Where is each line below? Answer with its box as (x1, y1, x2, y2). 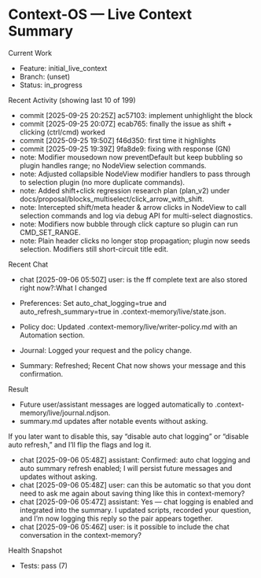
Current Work (8, 48, 53, 57)
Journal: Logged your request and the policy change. (19, 345, 193, 355)
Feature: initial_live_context (19, 63, 108, 72)
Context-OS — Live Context (8, 6, 193, 24)
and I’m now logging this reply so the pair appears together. (19, 514, 213, 523)
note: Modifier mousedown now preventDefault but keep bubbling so (19, 152, 244, 162)
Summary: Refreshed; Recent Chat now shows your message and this (19, 360, 246, 370)
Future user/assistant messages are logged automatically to (19, 399, 214, 409)
